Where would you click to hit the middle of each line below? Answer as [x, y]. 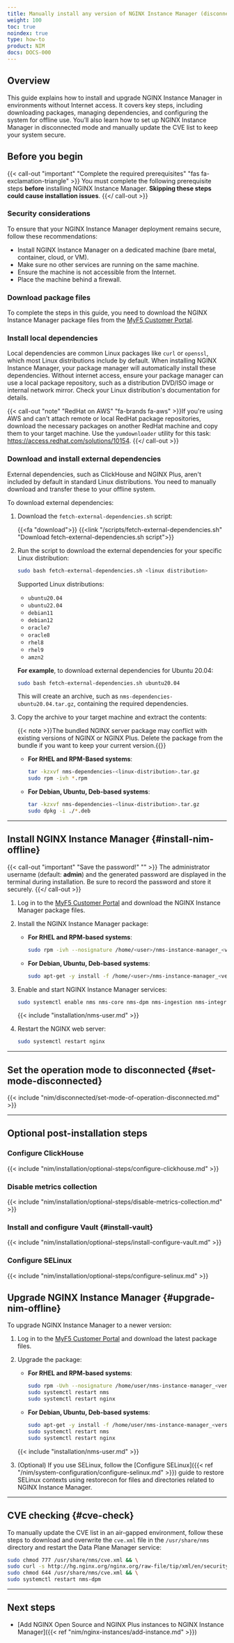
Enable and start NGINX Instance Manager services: [92, 989]
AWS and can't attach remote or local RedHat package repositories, [104, 418]
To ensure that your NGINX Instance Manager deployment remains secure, [114, 229]
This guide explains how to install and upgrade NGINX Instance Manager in [115, 98]
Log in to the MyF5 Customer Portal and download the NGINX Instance [119, 902]
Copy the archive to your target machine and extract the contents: [112, 717]
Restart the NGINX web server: [62, 1029]
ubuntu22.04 [45, 605]
